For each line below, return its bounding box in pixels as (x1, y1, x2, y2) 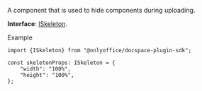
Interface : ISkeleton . (7, 20, 67, 28)
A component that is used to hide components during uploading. (7, 6, 196, 14)
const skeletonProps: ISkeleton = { (7, 59, 116, 66)
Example (7, 33, 33, 42)
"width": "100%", (20, 66, 72, 73)
